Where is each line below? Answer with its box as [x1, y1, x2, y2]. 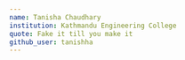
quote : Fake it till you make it [9, 29, 133, 38]
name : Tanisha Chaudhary [9, 12, 101, 22]
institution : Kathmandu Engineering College [9, 21, 177, 30]
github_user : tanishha [9, 37, 93, 47]
